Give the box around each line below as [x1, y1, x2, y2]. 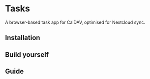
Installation [5, 34, 40, 42]
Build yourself [5, 50, 49, 59]
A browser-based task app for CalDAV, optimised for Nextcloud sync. [5, 19, 145, 25]
